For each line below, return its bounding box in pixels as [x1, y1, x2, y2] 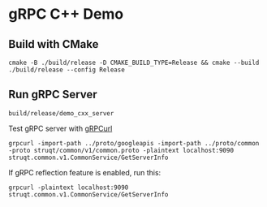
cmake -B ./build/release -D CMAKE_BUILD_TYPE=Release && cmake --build [8, 58, 260, 67]
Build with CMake [8, 37, 99, 51]
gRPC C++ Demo [8, 5, 124, 24]
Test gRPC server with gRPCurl [8, 123, 113, 133]
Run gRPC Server [8, 88, 97, 101]
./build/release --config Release [8, 66, 126, 74]
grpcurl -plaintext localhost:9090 [8, 183, 129, 192]
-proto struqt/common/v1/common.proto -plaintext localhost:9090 [8, 146, 234, 154]
